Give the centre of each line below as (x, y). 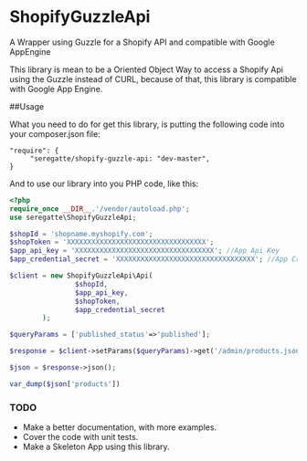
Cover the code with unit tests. (80, 437)
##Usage (27, 106)
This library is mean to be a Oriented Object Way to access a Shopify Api (146, 69)
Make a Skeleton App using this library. (96, 447)
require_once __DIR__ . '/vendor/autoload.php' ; (100, 209)
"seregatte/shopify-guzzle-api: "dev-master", (120, 158)
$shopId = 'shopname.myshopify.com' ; (81, 234)
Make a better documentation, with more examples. (120, 427)
